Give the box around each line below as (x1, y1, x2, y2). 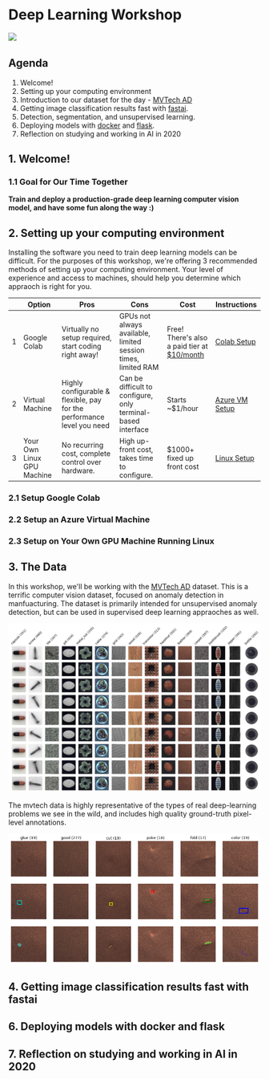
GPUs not (118, 311, 151, 320)
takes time (118, 453, 154, 462)
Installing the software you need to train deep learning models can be (8, 247, 238, 258)
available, (118, 328, 151, 338)
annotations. (25, 817, 66, 828)
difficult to (118, 382, 153, 392)
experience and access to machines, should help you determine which (8, 273, 242, 283)
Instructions (215, 299, 258, 309)
